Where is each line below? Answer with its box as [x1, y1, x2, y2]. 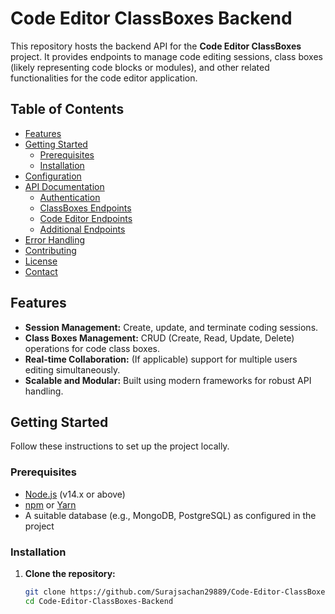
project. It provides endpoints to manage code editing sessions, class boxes [10, 50, 323, 62]
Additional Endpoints [39, 223, 126, 235]
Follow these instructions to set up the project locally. [10, 440, 230, 452]
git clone [24, 587, 67, 597]
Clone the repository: [24, 567, 116, 579]
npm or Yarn [24, 498, 77, 511]
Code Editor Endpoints [39, 212, 133, 224]
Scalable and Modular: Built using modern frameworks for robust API [24, 374, 312, 386]
